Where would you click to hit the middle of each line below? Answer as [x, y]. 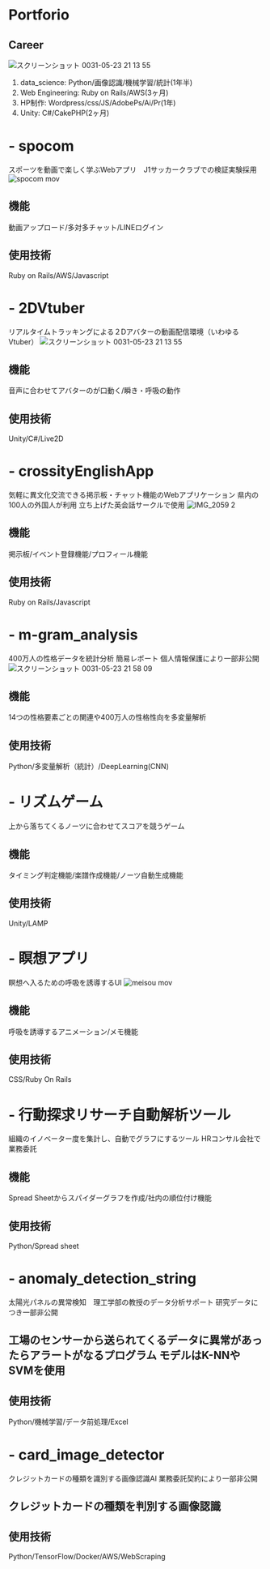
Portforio [39, 15]
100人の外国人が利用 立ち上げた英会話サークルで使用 [97, 505]
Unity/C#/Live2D [36, 438]
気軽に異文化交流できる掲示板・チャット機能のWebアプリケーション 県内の [134, 495]
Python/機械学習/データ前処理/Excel [68, 1422]
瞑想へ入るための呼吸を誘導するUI [65, 982]
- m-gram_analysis [73, 635]
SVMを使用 [37, 1371]
